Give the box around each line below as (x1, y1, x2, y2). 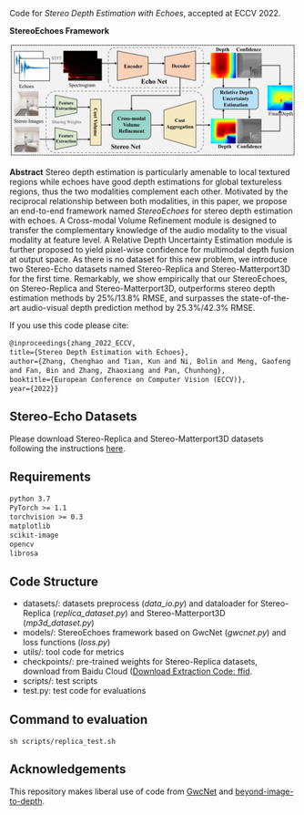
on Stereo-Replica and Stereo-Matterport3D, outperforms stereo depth (9, 283, 276, 294)
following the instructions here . (9, 442, 126, 454)
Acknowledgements (9, 761, 127, 778)
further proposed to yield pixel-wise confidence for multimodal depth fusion (9, 243, 295, 254)
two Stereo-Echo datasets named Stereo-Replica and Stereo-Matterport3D (9, 263, 291, 274)
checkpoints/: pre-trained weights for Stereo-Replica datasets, (22, 656, 258, 667)
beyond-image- (235, 786, 294, 797)
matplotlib (9, 521, 51, 531)
